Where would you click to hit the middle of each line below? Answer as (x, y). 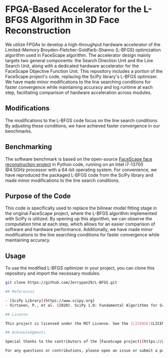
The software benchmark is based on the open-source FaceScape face (79, 159)
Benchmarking (29, 147)
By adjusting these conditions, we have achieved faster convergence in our (82, 126)
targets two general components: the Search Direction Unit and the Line (79, 60)
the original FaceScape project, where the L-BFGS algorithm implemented (81, 213)
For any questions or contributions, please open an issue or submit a (81, 351)
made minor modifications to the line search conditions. (62, 180)
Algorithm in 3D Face (75, 20)
